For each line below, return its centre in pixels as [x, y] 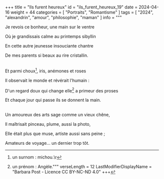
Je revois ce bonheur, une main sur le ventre [50, 27]
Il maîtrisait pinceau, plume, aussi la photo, [48, 124]
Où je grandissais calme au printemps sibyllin [51, 36]
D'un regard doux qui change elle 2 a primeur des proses [62, 90]
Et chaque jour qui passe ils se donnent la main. [53, 100]
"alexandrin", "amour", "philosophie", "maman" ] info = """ [63, 17]
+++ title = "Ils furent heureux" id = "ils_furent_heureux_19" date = [72, 7]
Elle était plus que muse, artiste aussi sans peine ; [55, 134]
